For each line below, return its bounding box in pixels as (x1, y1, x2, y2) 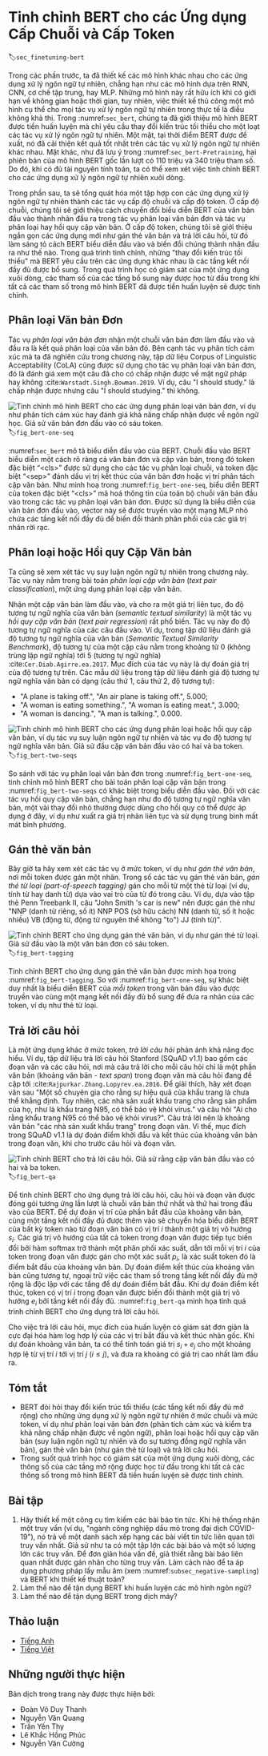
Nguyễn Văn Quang (19, 1713, 85, 1722)
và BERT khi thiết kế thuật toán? (19, 1574, 126, 1584)
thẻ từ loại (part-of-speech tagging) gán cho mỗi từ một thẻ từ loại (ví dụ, (8, 881, 250, 890)
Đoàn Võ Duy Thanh (19, 1704, 86, 1714)
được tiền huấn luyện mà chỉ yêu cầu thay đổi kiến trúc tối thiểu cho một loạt (8, 121, 260, 131)
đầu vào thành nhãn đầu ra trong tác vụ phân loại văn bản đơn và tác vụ (8, 213, 246, 223)
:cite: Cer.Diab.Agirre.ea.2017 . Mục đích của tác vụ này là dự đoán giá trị (8, 659, 250, 669)
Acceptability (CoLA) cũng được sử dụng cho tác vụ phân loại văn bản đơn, (8, 360, 257, 370)
